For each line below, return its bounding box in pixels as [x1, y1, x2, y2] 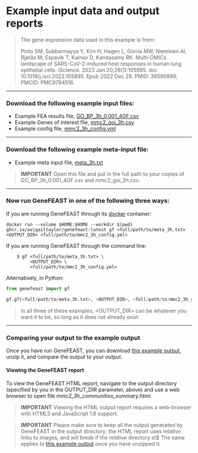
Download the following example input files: [6, 99, 134, 107]
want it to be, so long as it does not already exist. [20, 313, 140, 320]
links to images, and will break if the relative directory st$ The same [20, 434, 185, 441]
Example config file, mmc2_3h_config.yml [14, 125, 116, 132]
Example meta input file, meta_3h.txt [14, 159, 103, 166]
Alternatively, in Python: [6, 274, 64, 281]
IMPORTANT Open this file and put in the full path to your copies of [20, 170, 184, 178]
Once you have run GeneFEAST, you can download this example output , [6, 347, 181, 354]
